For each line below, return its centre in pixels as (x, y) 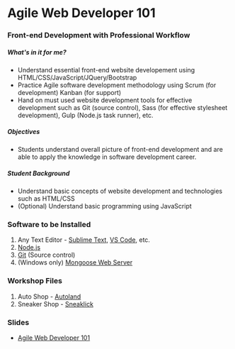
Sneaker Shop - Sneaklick (56, 304)
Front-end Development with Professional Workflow (99, 35)
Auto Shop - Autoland (49, 297)
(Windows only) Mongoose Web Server (75, 262)
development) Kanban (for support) (69, 93)
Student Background (39, 173)
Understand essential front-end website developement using (106, 70)
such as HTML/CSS (46, 199)
